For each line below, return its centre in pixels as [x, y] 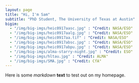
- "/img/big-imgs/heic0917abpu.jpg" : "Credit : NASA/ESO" [71, 47]
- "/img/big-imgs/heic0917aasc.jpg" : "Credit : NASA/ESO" [71, 28]
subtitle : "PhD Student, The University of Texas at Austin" [70, 19]
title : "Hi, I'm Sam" [28, 14]
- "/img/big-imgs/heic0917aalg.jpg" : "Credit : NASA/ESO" [71, 33]
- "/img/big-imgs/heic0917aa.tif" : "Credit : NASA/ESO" [69, 38]
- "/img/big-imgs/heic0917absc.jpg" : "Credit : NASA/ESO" [71, 42]
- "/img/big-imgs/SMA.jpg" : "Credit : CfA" [55, 61]
